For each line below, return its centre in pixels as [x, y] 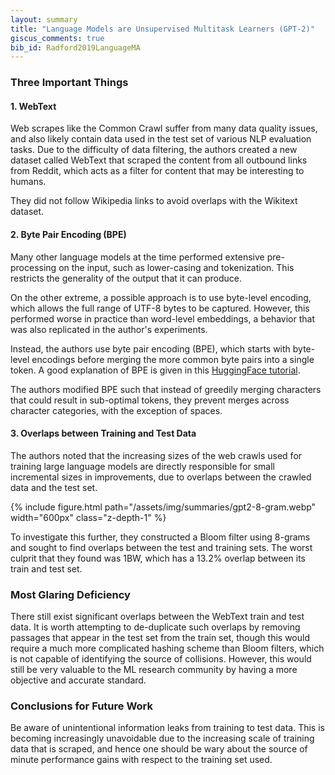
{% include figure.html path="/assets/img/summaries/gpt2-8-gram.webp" [163, 507]
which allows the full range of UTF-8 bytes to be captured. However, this [160, 308]
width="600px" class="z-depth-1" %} [88, 517]
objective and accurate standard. [78, 680]
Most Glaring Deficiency [70, 594]
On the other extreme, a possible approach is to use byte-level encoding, [161, 297]
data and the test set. [54, 487]
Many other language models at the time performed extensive [137, 257]
